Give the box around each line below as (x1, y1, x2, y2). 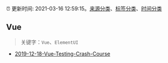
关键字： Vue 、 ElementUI (20, 38, 78, 45)
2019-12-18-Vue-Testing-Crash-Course (14, 50, 111, 57)
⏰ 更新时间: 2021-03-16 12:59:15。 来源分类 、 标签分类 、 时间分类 (6, 5, 162, 12)
